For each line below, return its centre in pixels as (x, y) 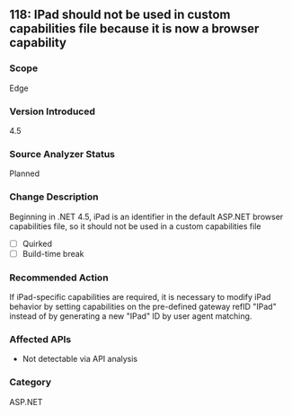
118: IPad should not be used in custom (120, 15)
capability (38, 43)
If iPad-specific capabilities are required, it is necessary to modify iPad (140, 297)
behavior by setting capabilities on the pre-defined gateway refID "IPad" (143, 306)
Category (31, 383)
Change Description (54, 197)
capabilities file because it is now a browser (134, 29)
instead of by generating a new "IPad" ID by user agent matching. (131, 316)
